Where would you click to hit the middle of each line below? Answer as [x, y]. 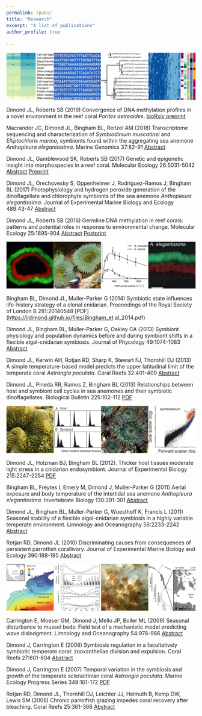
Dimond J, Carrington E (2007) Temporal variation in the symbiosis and [94, 670]
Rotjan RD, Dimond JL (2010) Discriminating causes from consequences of [99, 543]
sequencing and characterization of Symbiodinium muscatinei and [88, 134]
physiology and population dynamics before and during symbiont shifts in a [99, 336]
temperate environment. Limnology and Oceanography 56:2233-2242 [93, 525]
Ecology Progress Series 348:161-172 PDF [58, 682]
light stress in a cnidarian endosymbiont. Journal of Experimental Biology [97, 469]
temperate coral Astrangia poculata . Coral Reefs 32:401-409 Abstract [93, 373]
